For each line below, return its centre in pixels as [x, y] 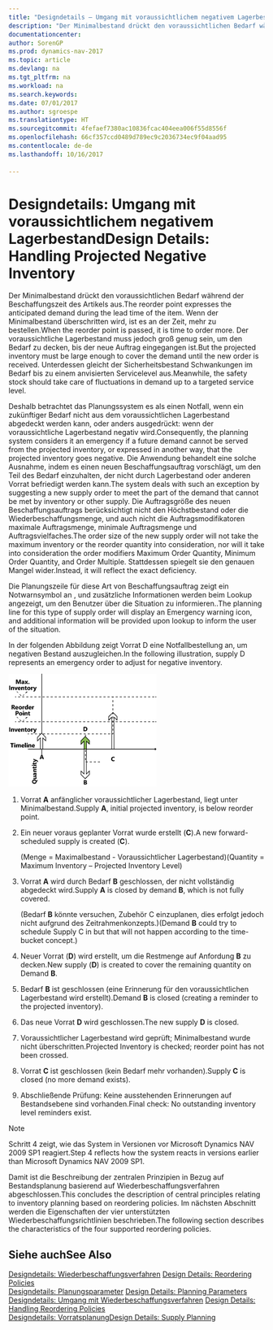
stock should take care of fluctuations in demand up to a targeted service [131, 382]
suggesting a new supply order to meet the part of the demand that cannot [134, 493]
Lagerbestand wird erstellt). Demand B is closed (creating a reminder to [139, 998]
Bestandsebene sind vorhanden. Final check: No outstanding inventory [138, 1104]
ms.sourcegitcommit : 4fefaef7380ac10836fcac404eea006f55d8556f [118, 129]
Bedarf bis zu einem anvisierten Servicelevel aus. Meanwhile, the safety [128, 373]
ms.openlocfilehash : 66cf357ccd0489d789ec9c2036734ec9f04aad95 [118, 137]
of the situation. [35, 629]
